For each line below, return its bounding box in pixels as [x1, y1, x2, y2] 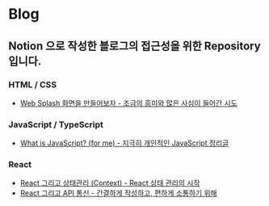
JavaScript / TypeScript [8, 119, 103, 130]
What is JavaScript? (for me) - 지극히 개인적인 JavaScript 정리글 [19, 138, 229, 148]
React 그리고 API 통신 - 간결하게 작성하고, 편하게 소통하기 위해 [19, 188, 217, 198]
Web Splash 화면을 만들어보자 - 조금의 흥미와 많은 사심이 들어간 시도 [19, 98, 238, 107]
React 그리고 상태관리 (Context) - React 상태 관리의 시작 [19, 179, 200, 188]
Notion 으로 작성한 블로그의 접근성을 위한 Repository [8, 39, 261, 53]
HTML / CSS [8, 78, 57, 90]
